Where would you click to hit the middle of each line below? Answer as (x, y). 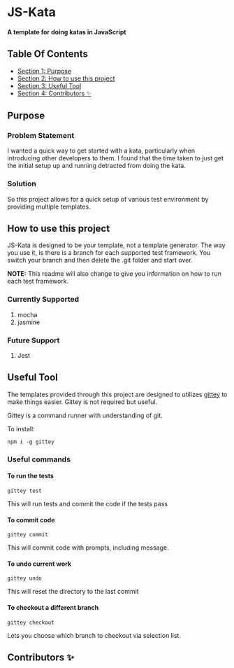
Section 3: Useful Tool (49, 85)
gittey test (24, 491)
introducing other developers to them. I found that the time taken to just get (116, 158)
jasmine (29, 322)
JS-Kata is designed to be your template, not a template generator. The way (116, 245)
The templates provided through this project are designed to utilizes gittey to (117, 394)
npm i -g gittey (31, 442)
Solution (22, 184)
